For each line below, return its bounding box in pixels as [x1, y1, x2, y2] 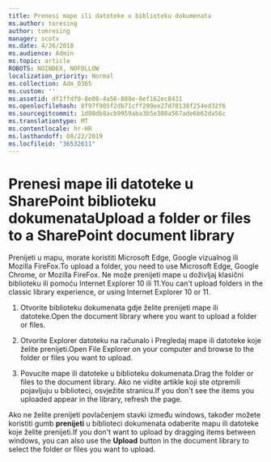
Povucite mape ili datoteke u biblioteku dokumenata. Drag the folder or [19, 369, 254, 379]
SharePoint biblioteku [8, 192, 156, 210]
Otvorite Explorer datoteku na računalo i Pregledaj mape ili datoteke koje [19, 336, 261, 345]
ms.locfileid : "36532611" [8, 139, 95, 148]
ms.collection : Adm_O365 [8, 79, 92, 87]
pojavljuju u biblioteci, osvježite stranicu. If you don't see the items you [19, 386, 255, 396]
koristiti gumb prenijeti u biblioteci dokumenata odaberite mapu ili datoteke [8, 418, 259, 429]
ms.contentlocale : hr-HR [8, 125, 92, 133]
